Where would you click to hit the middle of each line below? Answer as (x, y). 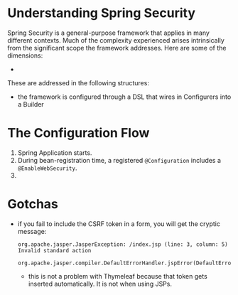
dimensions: (25, 55)
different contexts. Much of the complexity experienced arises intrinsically (116, 40)
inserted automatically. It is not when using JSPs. (100, 284)
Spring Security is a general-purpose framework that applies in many (108, 33)
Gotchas (33, 204)
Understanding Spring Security (102, 13)
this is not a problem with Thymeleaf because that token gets (118, 276)
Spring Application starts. (55, 152)
